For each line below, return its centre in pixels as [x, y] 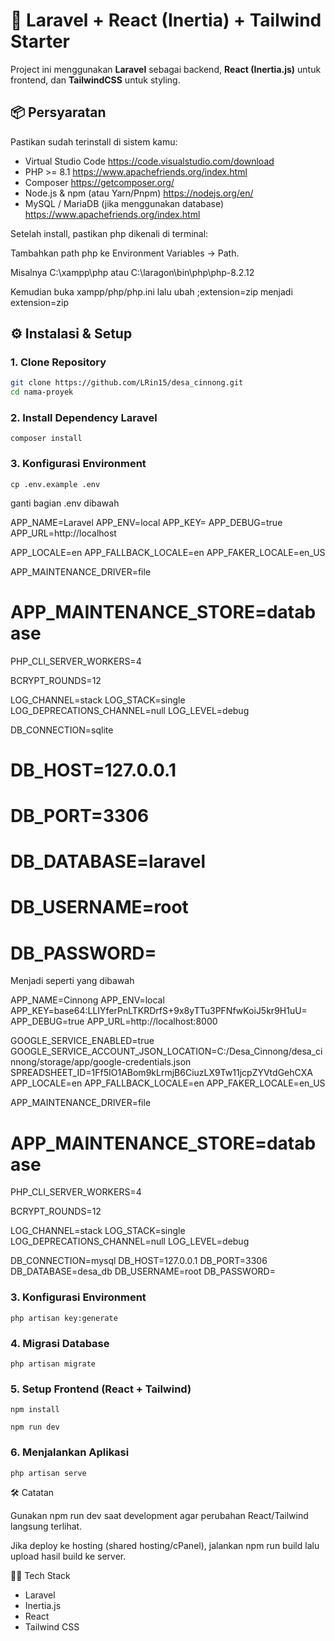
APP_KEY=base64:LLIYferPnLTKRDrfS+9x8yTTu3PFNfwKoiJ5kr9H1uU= [159, 1011]
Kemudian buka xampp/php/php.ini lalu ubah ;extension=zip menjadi [151, 291]
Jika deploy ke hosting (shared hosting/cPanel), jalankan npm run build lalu [165, 1545]
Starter [40, 41]
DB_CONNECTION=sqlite [62, 730]
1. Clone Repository [58, 362]
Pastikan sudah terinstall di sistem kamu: [94, 141]
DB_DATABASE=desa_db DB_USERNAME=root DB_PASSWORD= [143, 1271]
